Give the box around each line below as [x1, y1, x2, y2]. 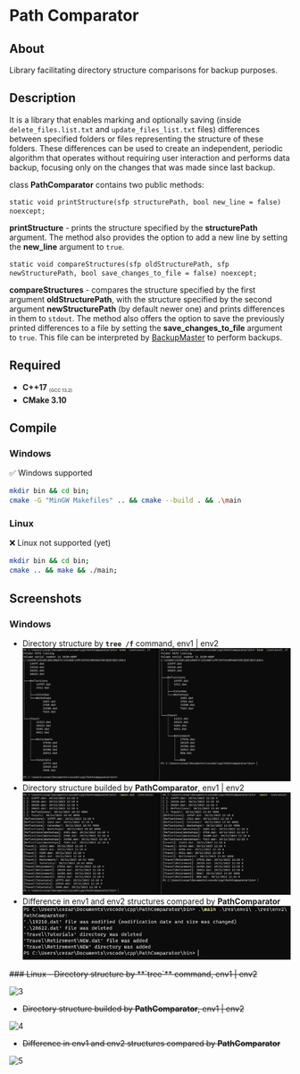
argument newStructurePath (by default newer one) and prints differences [9, 303, 286, 314]
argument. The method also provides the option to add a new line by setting [9, 232, 288, 243]
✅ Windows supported [9, 467, 93, 479]
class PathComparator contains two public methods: [9, 179, 204, 190]
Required [9, 358, 61, 373]
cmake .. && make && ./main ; [9, 566, 118, 575]
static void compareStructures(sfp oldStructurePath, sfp [9, 260, 229, 268]
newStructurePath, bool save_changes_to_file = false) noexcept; [9, 268, 257, 277]
